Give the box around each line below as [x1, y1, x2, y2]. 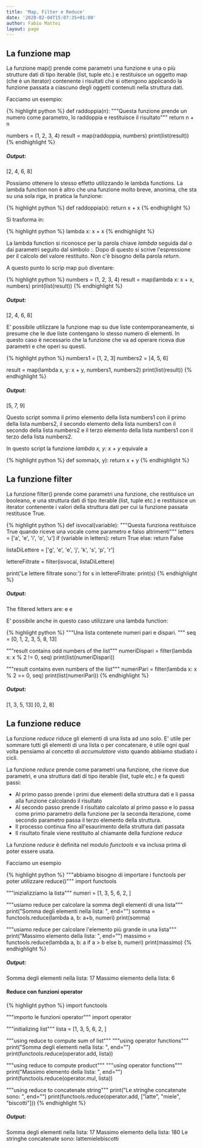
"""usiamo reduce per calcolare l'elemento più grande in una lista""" [6, 926, 177, 933]
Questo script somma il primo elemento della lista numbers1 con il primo [6, 414, 186, 421]
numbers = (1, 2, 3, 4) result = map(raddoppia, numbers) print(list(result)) [6, 132, 189, 140]
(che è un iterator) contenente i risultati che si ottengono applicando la [6, 77, 182, 85]
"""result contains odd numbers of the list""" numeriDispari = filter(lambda [6, 647, 192, 654]
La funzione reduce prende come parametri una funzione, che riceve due [6, 766, 190, 773]
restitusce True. [6, 510, 45, 517]
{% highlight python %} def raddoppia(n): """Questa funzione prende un [6, 108, 187, 115]
